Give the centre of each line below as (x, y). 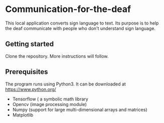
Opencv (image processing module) (49, 104)
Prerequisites (27, 72)
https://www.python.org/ (31, 89)
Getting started (30, 44)
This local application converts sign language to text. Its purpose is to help (82, 23)
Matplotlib (23, 115)
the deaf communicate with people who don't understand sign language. (80, 28)
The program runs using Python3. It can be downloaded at (66, 84)
